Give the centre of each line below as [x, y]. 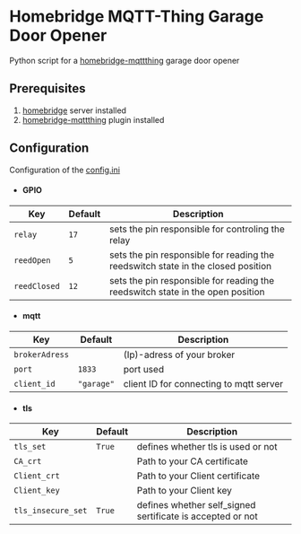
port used [143, 369]
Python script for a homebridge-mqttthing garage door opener [125, 60]
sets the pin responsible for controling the [197, 229]
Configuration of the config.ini [65, 170]
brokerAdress [42, 355]
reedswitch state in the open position [187, 292]
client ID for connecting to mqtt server [203, 383]
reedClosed [37, 286]
